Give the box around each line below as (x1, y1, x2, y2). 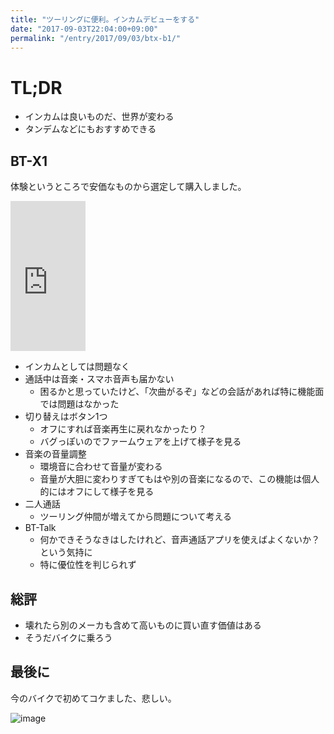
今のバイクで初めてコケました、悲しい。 (10, 692, 177, 704)
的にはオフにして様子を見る (39, 486, 155, 498)
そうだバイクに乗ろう (24, 631, 113, 643)
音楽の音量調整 (24, 448, 87, 460)
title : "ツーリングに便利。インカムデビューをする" (10, 14, 200, 25)
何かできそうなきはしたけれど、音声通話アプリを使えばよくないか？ (39, 534, 320, 546)
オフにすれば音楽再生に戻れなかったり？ (39, 423, 207, 435)
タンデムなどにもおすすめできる (24, 123, 157, 135)
